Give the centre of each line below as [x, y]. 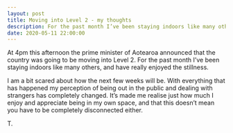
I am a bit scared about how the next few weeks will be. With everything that [116, 81]
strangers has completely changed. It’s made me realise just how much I [110, 96]
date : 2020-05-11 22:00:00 [46, 33]
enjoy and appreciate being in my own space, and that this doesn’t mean [111, 103]
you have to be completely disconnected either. [75, 110]
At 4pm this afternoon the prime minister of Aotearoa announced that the [112, 53]
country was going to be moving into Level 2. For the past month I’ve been [113, 60]
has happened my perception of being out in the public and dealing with [110, 88]
